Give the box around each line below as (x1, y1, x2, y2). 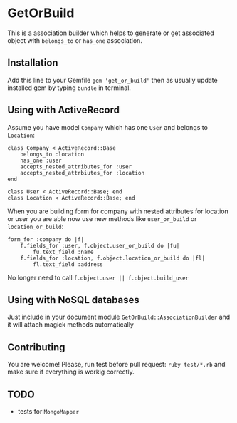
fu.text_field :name (33, 248, 94, 255)
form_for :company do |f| (7, 235, 84, 243)
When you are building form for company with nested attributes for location (7, 207, 229, 215)
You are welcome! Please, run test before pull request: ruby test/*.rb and (7, 360, 226, 369)
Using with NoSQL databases (7, 294, 140, 306)
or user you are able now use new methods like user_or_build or (7, 214, 197, 223)
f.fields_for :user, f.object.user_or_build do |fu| (20, 242, 180, 249)
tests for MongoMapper (17, 407, 80, 415)
